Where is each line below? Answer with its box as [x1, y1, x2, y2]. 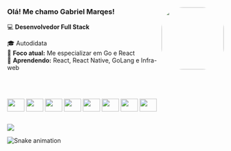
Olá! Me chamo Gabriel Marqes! [7, 7, 115, 16]
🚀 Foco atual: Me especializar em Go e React [7, 49, 135, 58]
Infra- [140, 56, 157, 65]
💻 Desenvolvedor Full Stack [7, 23, 90, 31]
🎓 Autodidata [7, 39, 47, 47]
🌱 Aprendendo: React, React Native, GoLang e [7, 56, 140, 65]
